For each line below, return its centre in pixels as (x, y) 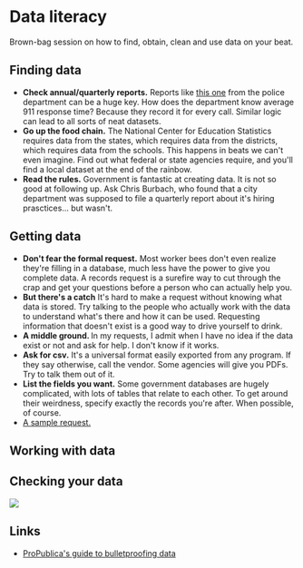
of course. (42, 412)
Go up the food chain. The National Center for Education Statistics (147, 131)
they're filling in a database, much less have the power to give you (146, 268)
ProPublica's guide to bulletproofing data (99, 553)
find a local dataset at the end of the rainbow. (107, 169)
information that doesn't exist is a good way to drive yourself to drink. (152, 326)
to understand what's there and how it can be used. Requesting (141, 316)
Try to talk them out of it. (68, 374)
